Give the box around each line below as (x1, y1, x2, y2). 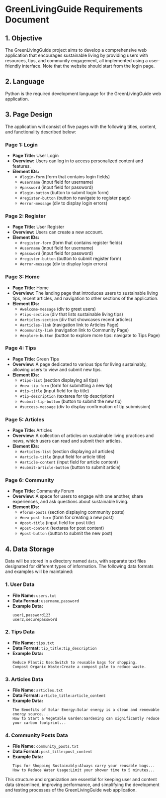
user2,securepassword (12, 617, 57, 622)
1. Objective (5, 34, 42, 42)
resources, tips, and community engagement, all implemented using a (5, 58, 148, 63)
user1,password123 (12, 612, 51, 618)
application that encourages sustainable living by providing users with (5, 52, 148, 58)
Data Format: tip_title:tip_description (12, 645, 97, 651)
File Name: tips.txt (12, 640, 55, 646)
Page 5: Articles (5, 416, 45, 423)
